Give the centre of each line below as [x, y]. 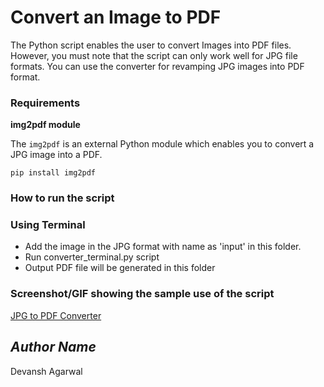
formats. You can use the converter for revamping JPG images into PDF [157, 66]
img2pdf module [45, 125]
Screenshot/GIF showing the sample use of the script [142, 294]
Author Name [53, 347]
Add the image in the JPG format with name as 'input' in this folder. [163, 247]
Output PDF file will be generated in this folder [120, 268]
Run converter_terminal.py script [92, 257]
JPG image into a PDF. [56, 155]
